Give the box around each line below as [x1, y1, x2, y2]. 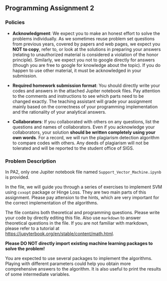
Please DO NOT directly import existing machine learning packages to [5, 240, 153, 246]
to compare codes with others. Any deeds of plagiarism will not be [12, 140, 149, 146]
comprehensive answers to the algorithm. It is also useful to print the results [5, 266, 161, 272]
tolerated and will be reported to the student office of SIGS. [12, 145, 135, 151]
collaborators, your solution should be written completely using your [12, 129, 156, 135]
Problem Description [5, 157, 56, 164]
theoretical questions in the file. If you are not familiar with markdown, [5, 220, 149, 226]
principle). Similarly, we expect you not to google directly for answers [12, 57, 155, 63]
